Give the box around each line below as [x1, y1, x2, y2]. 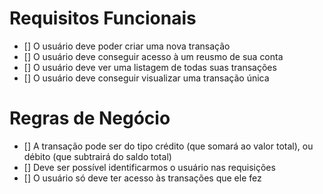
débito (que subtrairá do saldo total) [23, 150, 172, 162]
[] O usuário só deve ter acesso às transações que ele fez [23, 172, 262, 184]
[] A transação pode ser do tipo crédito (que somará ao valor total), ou [23, 140, 314, 152]
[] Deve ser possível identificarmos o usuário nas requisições [23, 161, 276, 173]
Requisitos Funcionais [9, 7, 197, 30]
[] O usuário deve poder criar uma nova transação [23, 40, 231, 52]
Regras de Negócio [9, 107, 171, 130]
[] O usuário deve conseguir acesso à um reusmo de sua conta [23, 50, 284, 62]
